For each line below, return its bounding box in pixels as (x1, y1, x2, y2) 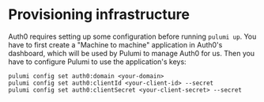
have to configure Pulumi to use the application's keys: (8, 57, 187, 66)
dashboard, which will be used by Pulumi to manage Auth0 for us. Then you (8, 48, 255, 58)
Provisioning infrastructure (8, 6, 190, 24)
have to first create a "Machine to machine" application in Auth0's (8, 40, 223, 49)
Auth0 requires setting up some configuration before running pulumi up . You (8, 32, 257, 41)
